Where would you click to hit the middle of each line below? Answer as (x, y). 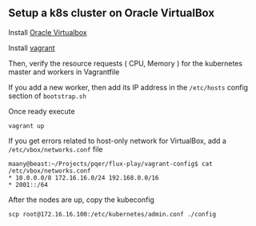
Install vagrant (32, 48)
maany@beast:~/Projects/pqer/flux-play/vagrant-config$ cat (111, 164)
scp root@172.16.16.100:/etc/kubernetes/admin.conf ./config (112, 214)
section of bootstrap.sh (47, 96)
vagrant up (26, 126)
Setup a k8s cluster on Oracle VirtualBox (111, 13)
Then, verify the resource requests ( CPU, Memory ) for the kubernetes (125, 63)
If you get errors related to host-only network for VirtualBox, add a (117, 141)
